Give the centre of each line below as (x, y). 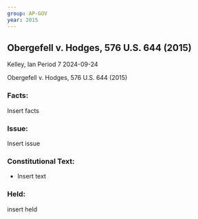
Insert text (32, 176)
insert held (22, 209)
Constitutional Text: (41, 161)
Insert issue (24, 143)
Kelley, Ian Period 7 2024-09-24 (53, 64)
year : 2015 (23, 20)
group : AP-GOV (27, 13)
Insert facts (23, 110)
